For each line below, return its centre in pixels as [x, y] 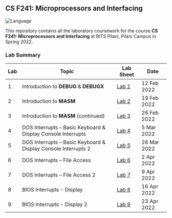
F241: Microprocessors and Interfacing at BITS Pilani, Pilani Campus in [81, 36]
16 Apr [150, 187]
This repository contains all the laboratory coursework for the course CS [82, 31]
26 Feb [150, 113]
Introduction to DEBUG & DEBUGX [63, 87]
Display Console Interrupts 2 [57, 149]
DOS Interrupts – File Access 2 [59, 175]
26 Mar [150, 142]
